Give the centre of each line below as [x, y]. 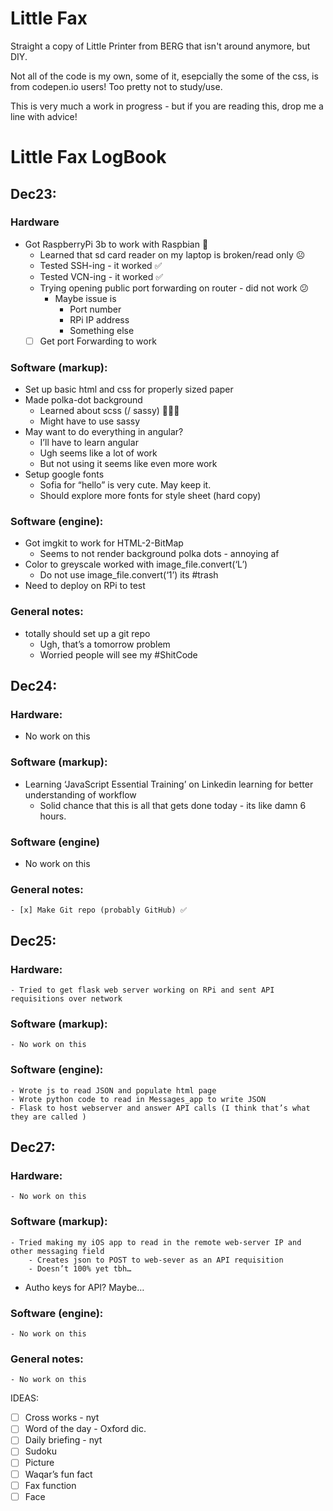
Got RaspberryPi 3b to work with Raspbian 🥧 [116, 244]
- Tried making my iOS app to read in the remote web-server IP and [156, 1242]
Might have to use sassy [90, 421]
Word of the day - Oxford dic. [85, 1429]
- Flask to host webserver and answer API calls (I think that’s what [160, 1108]
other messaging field [57, 1251]
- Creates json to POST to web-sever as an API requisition [156, 1260]
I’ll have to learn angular [89, 443]
